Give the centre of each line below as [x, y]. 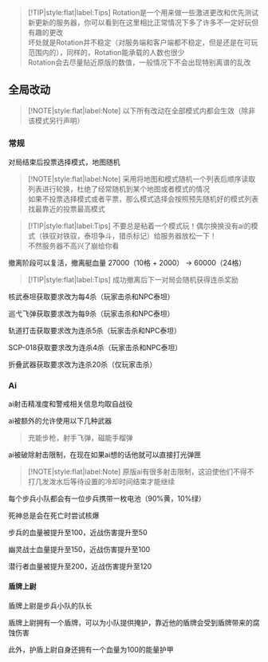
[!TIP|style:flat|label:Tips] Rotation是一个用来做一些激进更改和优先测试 [143, 12]
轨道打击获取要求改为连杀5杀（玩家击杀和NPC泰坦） [95, 331]
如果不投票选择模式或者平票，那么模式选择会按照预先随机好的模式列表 [143, 199]
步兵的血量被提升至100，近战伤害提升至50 [78, 533]
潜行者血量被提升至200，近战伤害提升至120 [80, 566]
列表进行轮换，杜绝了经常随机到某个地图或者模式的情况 [118, 189]
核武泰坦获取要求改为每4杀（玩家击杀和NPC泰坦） [91, 297]
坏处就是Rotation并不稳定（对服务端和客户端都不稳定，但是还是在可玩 [143, 42]
